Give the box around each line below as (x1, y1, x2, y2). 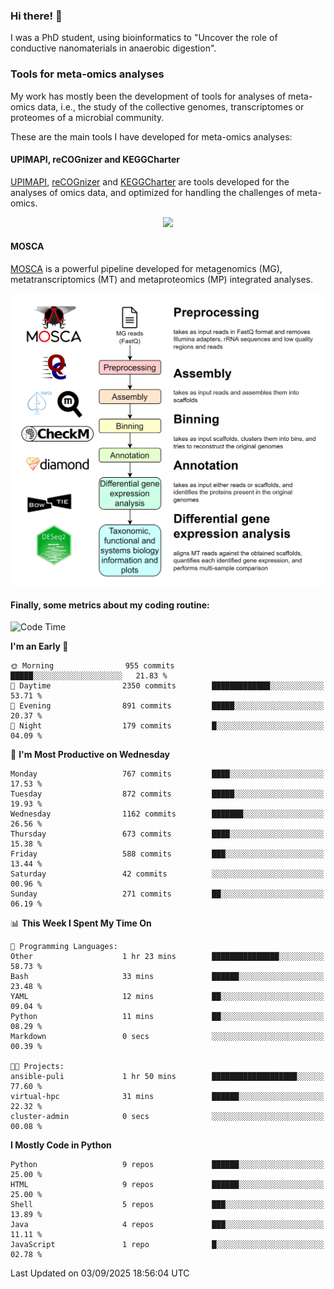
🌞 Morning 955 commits (10, 661, 175, 671)
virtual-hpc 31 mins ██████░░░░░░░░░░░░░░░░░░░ (10, 1092, 325, 1102)
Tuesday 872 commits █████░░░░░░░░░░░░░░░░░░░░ (10, 789, 325, 799)
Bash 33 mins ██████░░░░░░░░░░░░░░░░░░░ (10, 972, 325, 982)
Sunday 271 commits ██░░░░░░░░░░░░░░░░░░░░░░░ (10, 889, 325, 899)
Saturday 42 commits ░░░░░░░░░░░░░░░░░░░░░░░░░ (10, 869, 325, 879)
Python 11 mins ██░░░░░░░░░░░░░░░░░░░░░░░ (10, 1012, 325, 1022)
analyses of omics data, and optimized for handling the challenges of (10, 186, 295, 198)
